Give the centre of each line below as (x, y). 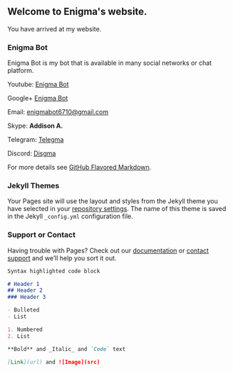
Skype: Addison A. (35, 126)
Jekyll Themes (33, 186)
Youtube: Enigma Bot (38, 84)
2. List (19, 336)
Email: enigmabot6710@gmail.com (58, 112)
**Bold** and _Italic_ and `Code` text (67, 349)
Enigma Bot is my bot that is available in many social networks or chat (110, 63)
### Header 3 (27, 297)
